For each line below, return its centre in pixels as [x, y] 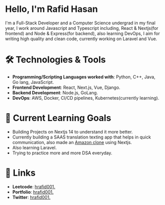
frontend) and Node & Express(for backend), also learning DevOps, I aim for [82, 33]
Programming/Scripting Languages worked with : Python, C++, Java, [84, 77]
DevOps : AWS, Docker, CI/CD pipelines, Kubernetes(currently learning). [86, 98]
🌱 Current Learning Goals [58, 118]
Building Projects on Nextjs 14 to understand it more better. [72, 132]
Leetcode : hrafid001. [34, 187]
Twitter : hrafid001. [31, 197]
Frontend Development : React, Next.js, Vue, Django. [66, 87]
